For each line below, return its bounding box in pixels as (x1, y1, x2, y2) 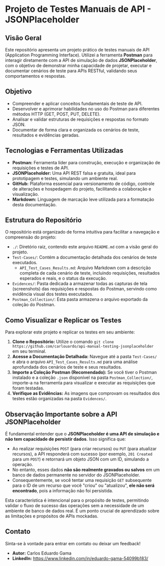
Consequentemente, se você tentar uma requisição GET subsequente (12, 477, 152, 483)
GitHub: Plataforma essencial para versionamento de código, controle (12, 181, 155, 187)
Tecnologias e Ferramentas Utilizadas (5, 146, 124, 155)
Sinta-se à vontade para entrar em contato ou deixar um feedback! (5, 540, 141, 546)
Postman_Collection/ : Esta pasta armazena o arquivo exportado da (12, 296, 148, 302)
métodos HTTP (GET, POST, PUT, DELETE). (12, 111, 101, 117)
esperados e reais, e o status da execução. (19, 276, 107, 282)
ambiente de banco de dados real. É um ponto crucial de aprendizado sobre (5, 508, 160, 514)
